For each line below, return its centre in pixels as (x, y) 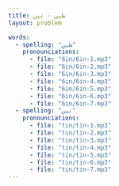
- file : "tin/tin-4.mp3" (70, 147)
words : (19, 37)
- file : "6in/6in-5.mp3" (70, 89)
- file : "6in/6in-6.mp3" (70, 96)
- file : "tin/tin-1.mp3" (70, 126)
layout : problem (35, 23)
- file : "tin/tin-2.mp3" (70, 133)
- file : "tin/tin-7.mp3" (70, 170)
